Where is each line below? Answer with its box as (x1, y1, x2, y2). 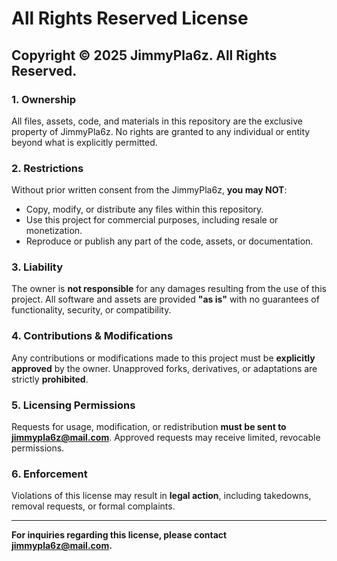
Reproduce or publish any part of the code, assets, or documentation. (25, 235, 314, 247)
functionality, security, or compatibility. (11, 304, 172, 316)
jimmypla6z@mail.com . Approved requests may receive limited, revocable (11, 432, 321, 444)
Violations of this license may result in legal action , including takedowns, (11, 490, 312, 502)
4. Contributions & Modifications (11, 329, 174, 343)
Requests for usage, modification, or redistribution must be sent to (11, 421, 287, 433)
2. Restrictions (11, 161, 84, 175)
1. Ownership (11, 92, 77, 106)
